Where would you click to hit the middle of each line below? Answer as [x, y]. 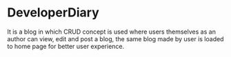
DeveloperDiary [53, 13]
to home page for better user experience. [66, 46]
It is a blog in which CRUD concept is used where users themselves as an [111, 32]
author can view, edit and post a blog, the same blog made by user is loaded [115, 38]
